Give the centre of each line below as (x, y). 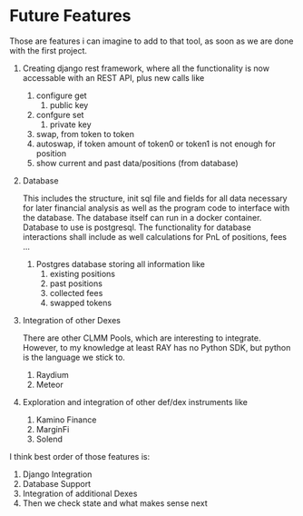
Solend (49, 439)
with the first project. (49, 50)
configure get (62, 95)
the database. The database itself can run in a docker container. (142, 217)
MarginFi (53, 429)
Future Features (70, 16)
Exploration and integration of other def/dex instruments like (135, 402)
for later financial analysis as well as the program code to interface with (156, 208)
